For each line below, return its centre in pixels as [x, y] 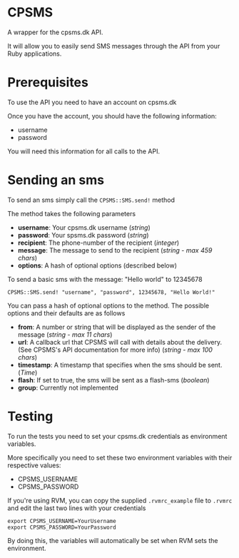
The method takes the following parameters [72, 213]
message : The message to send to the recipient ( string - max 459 [115, 250]
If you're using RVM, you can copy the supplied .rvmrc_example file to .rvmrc [120, 500]
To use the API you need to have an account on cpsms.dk [92, 102]
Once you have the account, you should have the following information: [112, 116]
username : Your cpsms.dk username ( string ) [84, 227]
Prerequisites [48, 82]
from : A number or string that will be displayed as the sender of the [117, 327]
